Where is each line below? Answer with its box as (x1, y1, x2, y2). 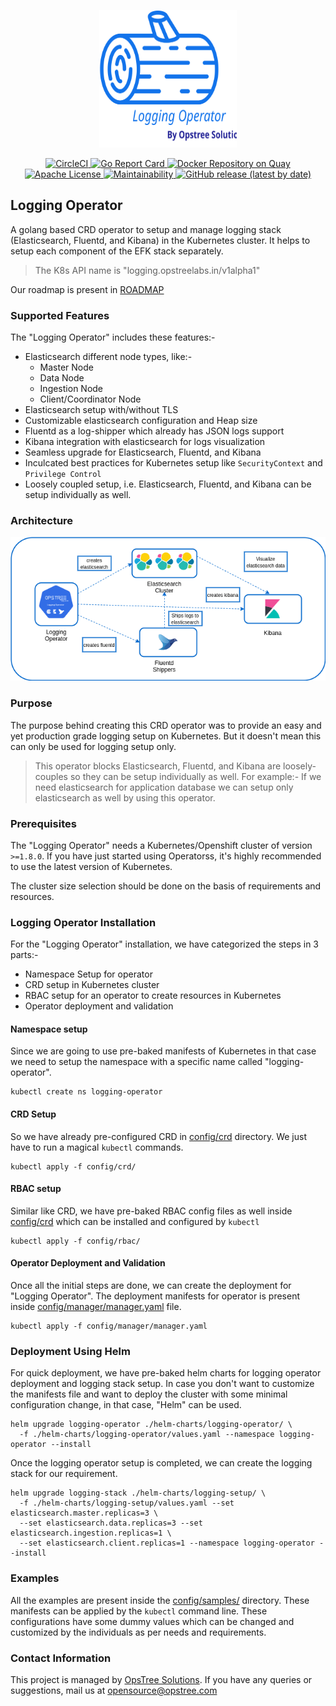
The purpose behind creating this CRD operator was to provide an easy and (10, 719, 322, 731)
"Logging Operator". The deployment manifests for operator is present (10, 1290, 300, 1302)
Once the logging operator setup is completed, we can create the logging (10, 1457, 313, 1469)
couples (34, 770, 68, 782)
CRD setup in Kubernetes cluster (24, 979, 160, 991)
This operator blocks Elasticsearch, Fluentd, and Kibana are (34, 760, 282, 772)
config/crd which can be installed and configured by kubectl (10, 1215, 260, 1227)
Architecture (10, 514, 74, 528)
